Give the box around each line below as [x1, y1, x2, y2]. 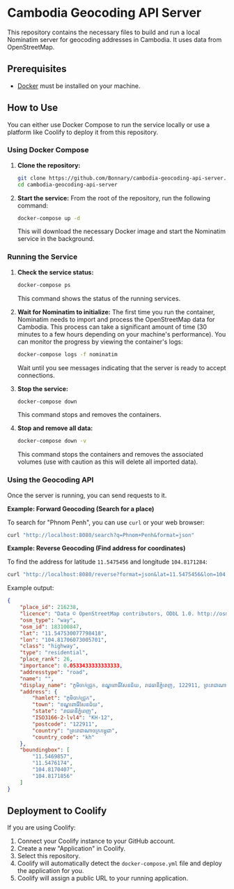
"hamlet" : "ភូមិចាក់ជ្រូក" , [32, 695, 96, 702]
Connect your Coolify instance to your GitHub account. [17, 837, 175, 846]
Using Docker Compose [7, 145, 89, 155]
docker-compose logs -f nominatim [17, 351, 118, 358]
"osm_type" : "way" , [19, 617, 77, 624]
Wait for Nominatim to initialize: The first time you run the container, [17, 307, 215, 316]
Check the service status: [17, 267, 94, 277]
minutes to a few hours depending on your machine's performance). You [17, 330, 226, 338]
